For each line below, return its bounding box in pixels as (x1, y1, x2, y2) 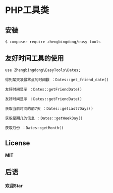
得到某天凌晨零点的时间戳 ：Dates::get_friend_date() (5, 77, 109, 82)
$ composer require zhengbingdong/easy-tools (5, 39, 101, 44)
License (5, 139, 30, 147)
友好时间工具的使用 (5, 54, 64, 63)
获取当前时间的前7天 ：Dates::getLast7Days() (5, 106, 93, 111)
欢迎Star (5, 183, 23, 189)
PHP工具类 (5, 4, 50, 16)
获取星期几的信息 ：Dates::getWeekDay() (5, 115, 83, 121)
